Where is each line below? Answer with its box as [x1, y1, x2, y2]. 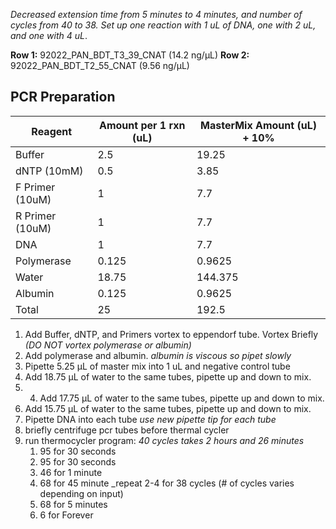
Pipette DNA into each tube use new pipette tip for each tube [24, 413, 277, 425]
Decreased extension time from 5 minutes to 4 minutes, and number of [10, 9, 303, 20]
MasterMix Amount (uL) [200, 118, 317, 132]
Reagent [31, 124, 73, 138]
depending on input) [39, 487, 124, 499]
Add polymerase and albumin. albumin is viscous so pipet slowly [24, 349, 292, 361]
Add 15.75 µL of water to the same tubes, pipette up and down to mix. [24, 402, 312, 414]
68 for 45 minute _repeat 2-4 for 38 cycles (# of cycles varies [39, 477, 295, 489]
